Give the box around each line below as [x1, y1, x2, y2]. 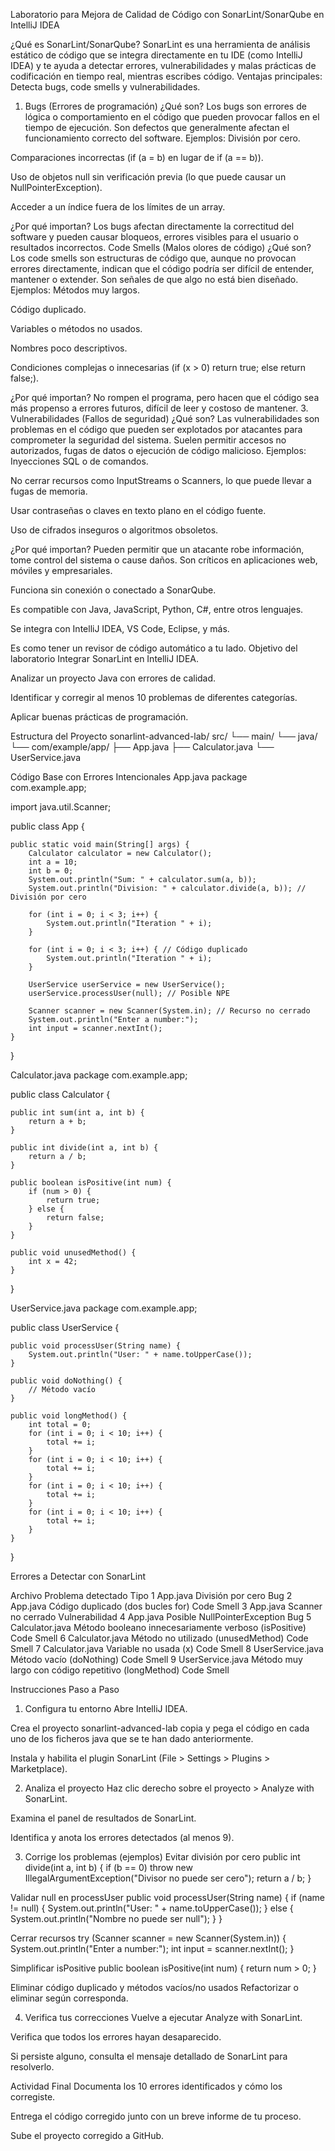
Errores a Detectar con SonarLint [10, 1570, 147, 1582]
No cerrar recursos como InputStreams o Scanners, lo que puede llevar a [10, 475, 312, 486]
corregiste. [10, 2091, 56, 2103]
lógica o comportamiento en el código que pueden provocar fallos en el [24, 111, 320, 123]
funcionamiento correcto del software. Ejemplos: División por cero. [24, 132, 301, 144]
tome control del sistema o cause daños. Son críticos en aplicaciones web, [10, 554, 318, 566]
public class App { [10, 820, 85, 832]
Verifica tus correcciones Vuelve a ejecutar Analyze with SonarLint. [24, 2012, 303, 2023]
